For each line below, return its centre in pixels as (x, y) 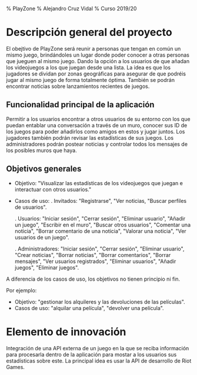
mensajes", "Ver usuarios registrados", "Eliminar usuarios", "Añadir (95, 261)
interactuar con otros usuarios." (53, 189)
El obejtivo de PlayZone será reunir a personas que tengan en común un (94, 48)
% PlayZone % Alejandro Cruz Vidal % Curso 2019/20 (71, 9)
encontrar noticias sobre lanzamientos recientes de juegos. (78, 86)
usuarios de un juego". (42, 237)
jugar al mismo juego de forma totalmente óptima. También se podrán (91, 80)
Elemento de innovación (66, 332)
